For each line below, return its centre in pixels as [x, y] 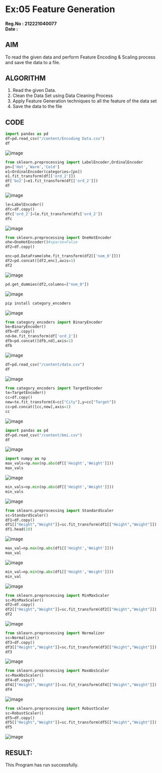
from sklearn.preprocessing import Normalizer [55, 633]
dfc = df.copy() [20, 209]
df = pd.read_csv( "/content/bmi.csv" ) [44, 435]
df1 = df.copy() [20, 520]
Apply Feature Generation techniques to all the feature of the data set [85, 101]
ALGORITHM [25, 78]
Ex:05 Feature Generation [60, 9]
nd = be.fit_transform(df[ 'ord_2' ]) [42, 336]
